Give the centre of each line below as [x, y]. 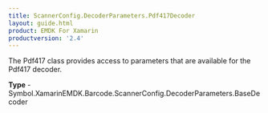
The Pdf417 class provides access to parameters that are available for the [130, 61]
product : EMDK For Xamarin [53, 30]
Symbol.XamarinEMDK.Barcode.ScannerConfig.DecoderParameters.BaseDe [134, 94]
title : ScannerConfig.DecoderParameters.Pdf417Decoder [102, 16]
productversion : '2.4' [46, 38]
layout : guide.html [41, 23]
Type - [20, 85]
